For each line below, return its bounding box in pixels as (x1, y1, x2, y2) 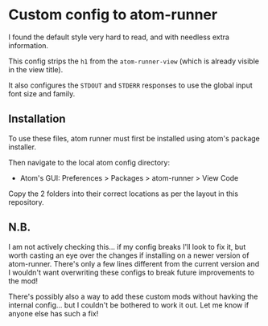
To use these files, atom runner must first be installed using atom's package (8, 133, 260, 143)
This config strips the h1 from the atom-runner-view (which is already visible (8, 56, 260, 66)
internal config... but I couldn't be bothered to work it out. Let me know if (8, 300, 249, 310)
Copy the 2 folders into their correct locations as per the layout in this (8, 189, 239, 198)
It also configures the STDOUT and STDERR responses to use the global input (8, 80, 254, 90)
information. (8, 40, 49, 50)
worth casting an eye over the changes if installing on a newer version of (8, 251, 249, 260)
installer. (8, 142, 36, 152)
